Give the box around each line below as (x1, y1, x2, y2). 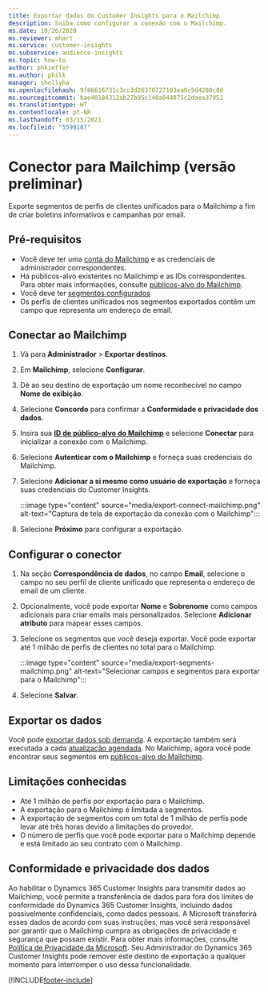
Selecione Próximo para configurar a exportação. (19, 525, 184, 534)
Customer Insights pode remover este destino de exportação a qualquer (8, 951, 246, 961)
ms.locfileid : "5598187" (8, 123, 91, 131)
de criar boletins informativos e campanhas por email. (8, 210, 186, 219)
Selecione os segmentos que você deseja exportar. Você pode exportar (19, 634, 257, 644)
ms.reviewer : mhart (8, 34, 74, 42)
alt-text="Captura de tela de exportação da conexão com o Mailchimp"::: (19, 509, 260, 518)
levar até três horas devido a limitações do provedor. (19, 822, 194, 831)
